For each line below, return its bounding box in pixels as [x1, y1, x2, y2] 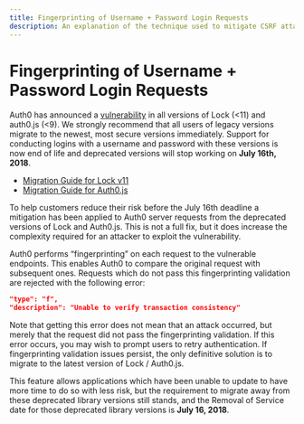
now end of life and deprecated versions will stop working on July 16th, [9, 148, 277, 159]
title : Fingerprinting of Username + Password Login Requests [9, 13, 249, 23]
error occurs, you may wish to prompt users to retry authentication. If [9, 339, 268, 350]
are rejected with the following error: [9, 278, 146, 288]
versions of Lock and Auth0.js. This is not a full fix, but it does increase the [9, 221, 288, 232]
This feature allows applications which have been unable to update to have [9, 376, 288, 387]
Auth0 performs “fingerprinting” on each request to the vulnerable [9, 249, 256, 259]
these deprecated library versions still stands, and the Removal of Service [9, 395, 285, 406]
